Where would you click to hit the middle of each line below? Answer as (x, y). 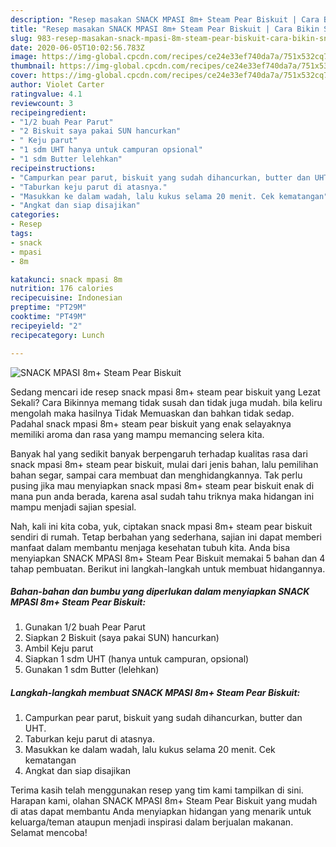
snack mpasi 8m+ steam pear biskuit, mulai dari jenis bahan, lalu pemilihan (164, 464)
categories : (35, 215)
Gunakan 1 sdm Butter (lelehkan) (92, 670)
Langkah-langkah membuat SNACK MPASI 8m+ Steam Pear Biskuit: (155, 693)
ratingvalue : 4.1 (46, 94)
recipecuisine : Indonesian (66, 298)
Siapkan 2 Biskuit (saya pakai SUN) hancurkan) (122, 638)
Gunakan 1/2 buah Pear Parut (85, 627)
